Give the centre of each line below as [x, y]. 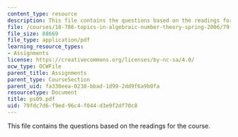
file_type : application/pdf [49, 40]
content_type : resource [42, 14]
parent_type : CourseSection [49, 79]
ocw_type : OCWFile [34, 66]
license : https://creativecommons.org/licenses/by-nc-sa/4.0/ [101, 60]
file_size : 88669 [33, 34]
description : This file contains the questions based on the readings [114, 20]
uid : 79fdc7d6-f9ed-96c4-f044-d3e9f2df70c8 [73, 106]
